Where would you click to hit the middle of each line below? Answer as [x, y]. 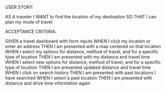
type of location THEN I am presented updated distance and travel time [78, 67]
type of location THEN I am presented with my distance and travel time [78, 57]
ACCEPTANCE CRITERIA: [31, 31]
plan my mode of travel [29, 22]
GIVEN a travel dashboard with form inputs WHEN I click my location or [78, 41]
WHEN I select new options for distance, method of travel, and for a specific [83, 62]
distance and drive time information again [48, 83]
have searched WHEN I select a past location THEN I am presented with [79, 78]
